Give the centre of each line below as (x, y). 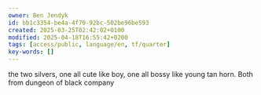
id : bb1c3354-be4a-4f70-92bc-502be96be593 (79, 23)
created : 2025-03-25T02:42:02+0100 (66, 30)
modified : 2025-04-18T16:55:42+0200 (68, 37)
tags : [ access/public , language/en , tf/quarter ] (89, 45)
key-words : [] (31, 52)
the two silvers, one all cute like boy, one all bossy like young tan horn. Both (130, 74)
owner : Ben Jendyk (38, 15)
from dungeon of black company (61, 82)
